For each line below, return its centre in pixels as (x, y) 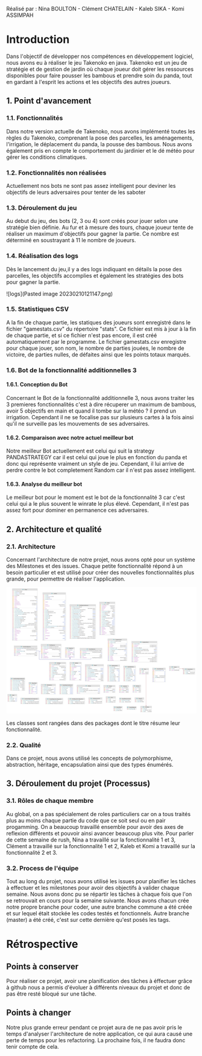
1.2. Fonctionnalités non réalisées (56, 173)
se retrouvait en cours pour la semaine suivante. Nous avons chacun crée (98, 901)
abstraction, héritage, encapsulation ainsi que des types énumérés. (90, 765)
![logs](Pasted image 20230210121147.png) (60, 294)
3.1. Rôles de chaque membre (50, 801)
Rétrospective (42, 944)
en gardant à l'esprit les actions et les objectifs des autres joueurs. (89, 82)
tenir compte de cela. (33, 1046)
